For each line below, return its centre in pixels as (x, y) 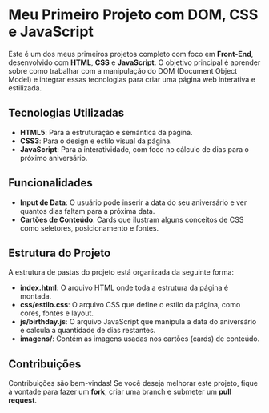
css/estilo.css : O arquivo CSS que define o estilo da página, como (130, 305)
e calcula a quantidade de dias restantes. (88, 331)
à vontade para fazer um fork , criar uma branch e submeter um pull (120, 392)
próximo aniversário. (54, 158)
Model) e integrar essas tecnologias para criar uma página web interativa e (132, 79)
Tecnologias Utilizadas (66, 113)
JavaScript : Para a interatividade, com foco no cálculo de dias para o (134, 149)
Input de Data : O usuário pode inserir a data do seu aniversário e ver (133, 202)
